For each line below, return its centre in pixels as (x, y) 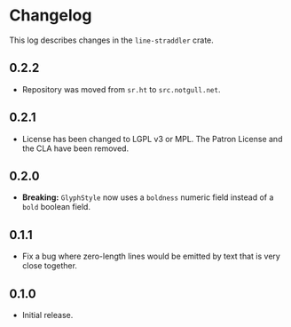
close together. (50, 266)
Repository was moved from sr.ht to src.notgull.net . (121, 89)
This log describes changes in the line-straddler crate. (112, 40)
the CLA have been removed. (75, 148)
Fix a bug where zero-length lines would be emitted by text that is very (151, 256)
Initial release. (47, 315)
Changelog (51, 16)
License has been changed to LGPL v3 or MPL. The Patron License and (152, 139)
